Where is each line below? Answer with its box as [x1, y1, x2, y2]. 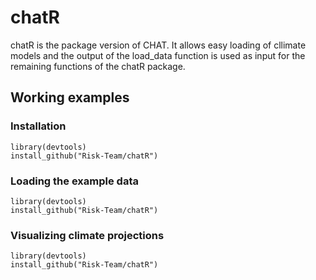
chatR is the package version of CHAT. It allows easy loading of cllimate [10, 39, 307, 51]
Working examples [10, 89, 130, 106]
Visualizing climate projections [10, 228, 165, 242]
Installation [10, 119, 67, 133]
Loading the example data [10, 174, 139, 188]
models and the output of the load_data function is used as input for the [10, 49, 306, 61]
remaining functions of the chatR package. [10, 60, 186, 72]
